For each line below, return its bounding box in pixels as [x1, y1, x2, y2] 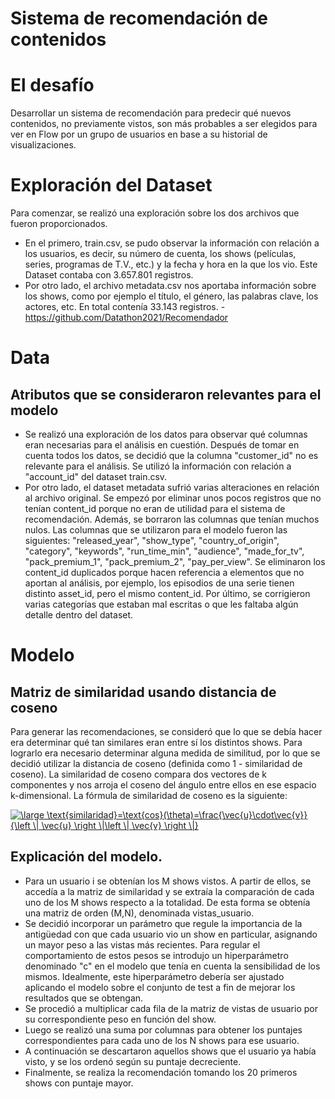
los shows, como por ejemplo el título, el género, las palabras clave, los [24, 290, 319, 302]
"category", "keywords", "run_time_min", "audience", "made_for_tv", [24, 545, 305, 557]
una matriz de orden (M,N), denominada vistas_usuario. [24, 907, 255, 919]
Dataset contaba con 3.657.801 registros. [24, 269, 194, 281]
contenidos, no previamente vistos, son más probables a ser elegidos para [10, 118, 318, 130]
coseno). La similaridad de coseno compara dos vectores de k [10, 768, 267, 781]
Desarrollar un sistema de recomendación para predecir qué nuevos [10, 107, 292, 119]
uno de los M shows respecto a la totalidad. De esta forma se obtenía [24, 896, 311, 908]
